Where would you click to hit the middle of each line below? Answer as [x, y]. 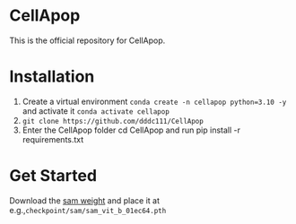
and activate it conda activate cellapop [96, 111]
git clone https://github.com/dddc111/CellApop [113, 121]
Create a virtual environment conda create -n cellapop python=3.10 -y [154, 101]
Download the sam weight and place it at [84, 200]
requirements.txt [53, 139]
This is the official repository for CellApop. [87, 40]
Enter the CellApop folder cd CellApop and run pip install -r [131, 130]
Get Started [53, 176]
